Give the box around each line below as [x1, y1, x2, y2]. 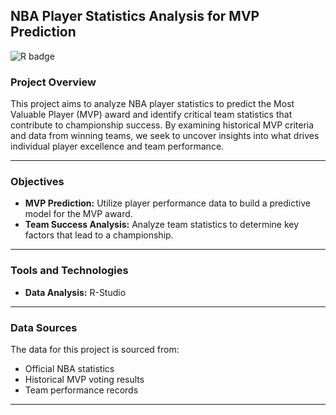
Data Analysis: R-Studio [24, 286, 127, 298]
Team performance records [24, 384, 139, 396]
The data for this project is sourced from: [10, 344, 180, 355]
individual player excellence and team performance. [10, 140, 225, 153]
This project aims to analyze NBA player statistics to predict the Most [10, 98, 295, 110]
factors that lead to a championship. [24, 229, 174, 241]
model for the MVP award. [24, 208, 133, 220]
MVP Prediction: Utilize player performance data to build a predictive [24, 197, 311, 209]
